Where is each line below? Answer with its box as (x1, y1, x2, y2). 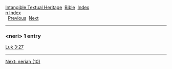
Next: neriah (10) (5, 58, 40, 65)
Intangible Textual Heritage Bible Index (5, 5, 90, 10)
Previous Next (7, 15, 39, 21)
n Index (5, 10, 21, 16)
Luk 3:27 (5, 44, 24, 50)
